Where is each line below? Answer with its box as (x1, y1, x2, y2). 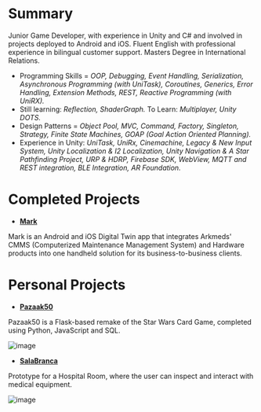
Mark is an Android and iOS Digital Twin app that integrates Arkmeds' (8, 231, 232, 241)
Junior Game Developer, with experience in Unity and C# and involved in (8, 31, 243, 40)
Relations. (8, 56, 41, 65)
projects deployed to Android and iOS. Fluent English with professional (8, 39, 236, 48)
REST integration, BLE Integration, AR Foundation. (19, 163, 182, 172)
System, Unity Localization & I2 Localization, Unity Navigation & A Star (19, 146, 249, 156)
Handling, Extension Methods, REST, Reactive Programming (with (19, 87, 232, 97)
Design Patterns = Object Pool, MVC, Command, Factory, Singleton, (19, 121, 239, 131)
